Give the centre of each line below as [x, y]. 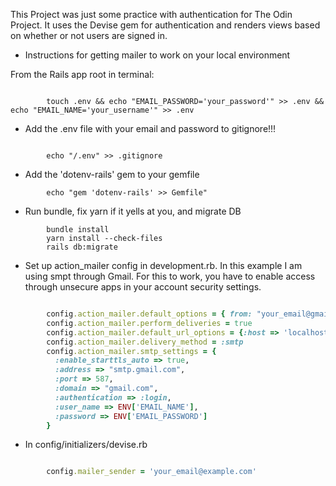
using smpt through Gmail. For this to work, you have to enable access [170, 276]
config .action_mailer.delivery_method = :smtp [145, 342]
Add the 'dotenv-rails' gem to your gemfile [112, 174]
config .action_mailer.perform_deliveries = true [149, 323]
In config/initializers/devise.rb [86, 445]
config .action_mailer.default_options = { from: [149, 314]
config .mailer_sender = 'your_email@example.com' [151, 472]
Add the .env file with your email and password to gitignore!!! [150, 128]
